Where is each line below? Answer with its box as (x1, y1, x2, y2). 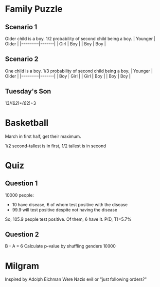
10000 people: (5, 192, 34, 198)
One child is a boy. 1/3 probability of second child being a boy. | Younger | (5, 68, 153, 74)
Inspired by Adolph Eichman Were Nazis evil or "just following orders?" (5, 276, 147, 282)
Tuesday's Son (5, 87, 51, 96)
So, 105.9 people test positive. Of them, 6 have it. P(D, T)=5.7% (5, 216, 132, 222)
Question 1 (5, 179, 38, 188)
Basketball (5, 117, 49, 128)
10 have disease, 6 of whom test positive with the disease (12, 201, 128, 208)
